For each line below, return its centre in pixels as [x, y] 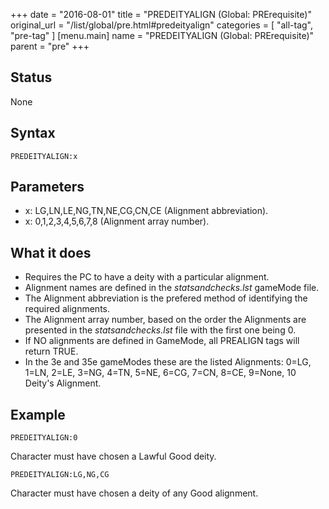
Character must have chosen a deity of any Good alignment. [134, 493]
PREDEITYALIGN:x [44, 156]
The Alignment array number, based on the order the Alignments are [165, 320]
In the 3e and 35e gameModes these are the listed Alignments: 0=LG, [168, 362]
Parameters [47, 187]
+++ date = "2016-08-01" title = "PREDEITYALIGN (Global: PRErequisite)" [161, 14]
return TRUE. [51, 351]
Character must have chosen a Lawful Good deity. [113, 456]
